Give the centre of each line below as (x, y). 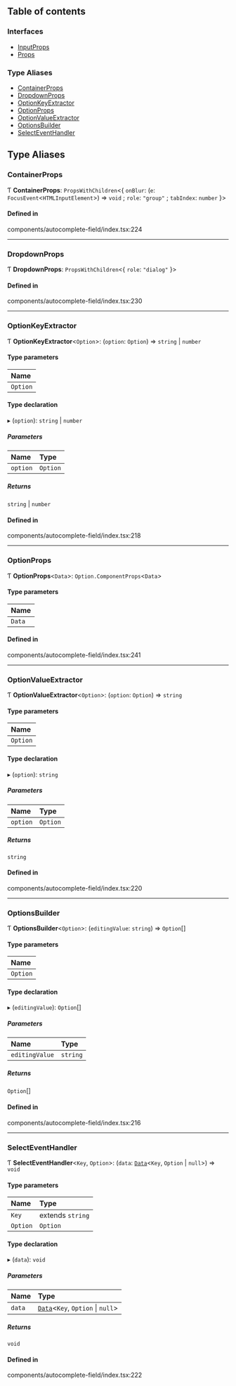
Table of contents (46, 12)
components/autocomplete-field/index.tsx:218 (74, 536)
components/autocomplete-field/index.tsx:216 (74, 1122)
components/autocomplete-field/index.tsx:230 (75, 301)
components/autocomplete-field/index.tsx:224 (75, 229)
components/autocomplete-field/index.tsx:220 (75, 888)
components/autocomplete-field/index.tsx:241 (74, 655)
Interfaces (25, 32)
